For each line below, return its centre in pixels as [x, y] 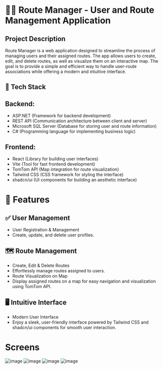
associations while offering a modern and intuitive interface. [66, 72]
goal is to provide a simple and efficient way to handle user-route [71, 66]
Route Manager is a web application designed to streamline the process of [80, 51]
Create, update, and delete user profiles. [53, 235]
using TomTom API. [32, 286]
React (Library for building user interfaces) [55, 159]
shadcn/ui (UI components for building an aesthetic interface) [75, 180]
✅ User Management [38, 218]
